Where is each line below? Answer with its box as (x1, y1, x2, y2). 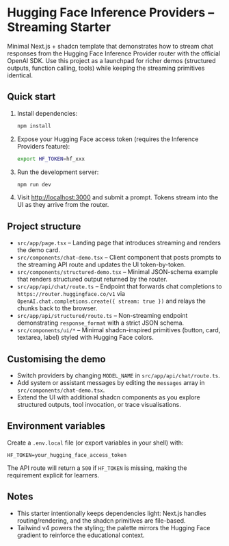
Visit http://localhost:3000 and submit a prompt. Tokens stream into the (16, 193, 219, 201)
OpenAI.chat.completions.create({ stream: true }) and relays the (16, 297, 206, 306)
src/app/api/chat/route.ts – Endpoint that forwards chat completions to (16, 282, 222, 290)
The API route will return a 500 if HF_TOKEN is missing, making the (7, 464, 187, 472)
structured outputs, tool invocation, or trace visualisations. (16, 401, 181, 408)
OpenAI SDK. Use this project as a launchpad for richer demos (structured (7, 56, 217, 64)
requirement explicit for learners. (7, 471, 100, 479)
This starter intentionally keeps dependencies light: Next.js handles (16, 509, 206, 517)
